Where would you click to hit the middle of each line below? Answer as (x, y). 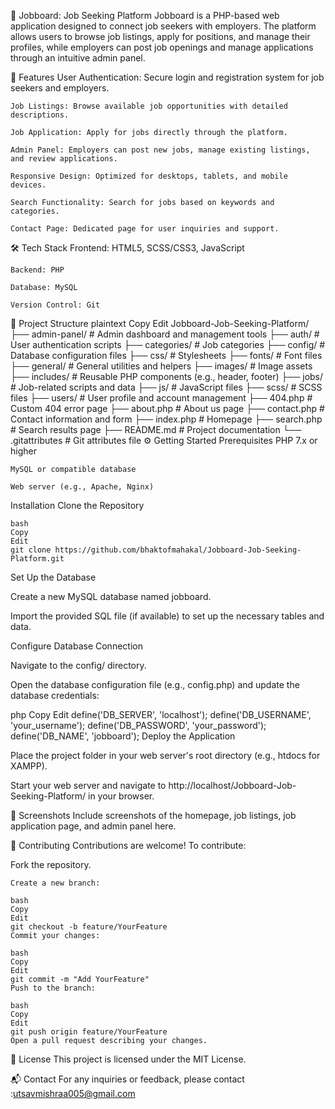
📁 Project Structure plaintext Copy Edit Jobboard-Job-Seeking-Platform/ (160, 323)
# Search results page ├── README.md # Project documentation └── (156, 429)
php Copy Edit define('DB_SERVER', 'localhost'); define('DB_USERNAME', (161, 714)
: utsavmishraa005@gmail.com (73, 1093)
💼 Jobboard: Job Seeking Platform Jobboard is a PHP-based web (145, 15)
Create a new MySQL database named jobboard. (111, 596)
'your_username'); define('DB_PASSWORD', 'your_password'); (138, 725)
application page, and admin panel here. (93, 826)
